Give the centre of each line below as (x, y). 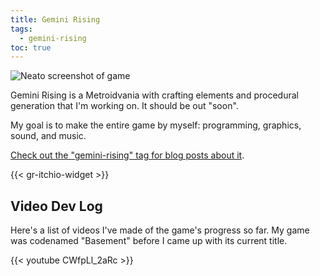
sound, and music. (48, 136)
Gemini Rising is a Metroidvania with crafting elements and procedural (154, 95)
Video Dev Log (56, 206)
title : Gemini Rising (55, 19)
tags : (21, 29)
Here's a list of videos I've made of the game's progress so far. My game (160, 230)
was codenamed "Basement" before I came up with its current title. (149, 241)
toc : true (31, 47)
